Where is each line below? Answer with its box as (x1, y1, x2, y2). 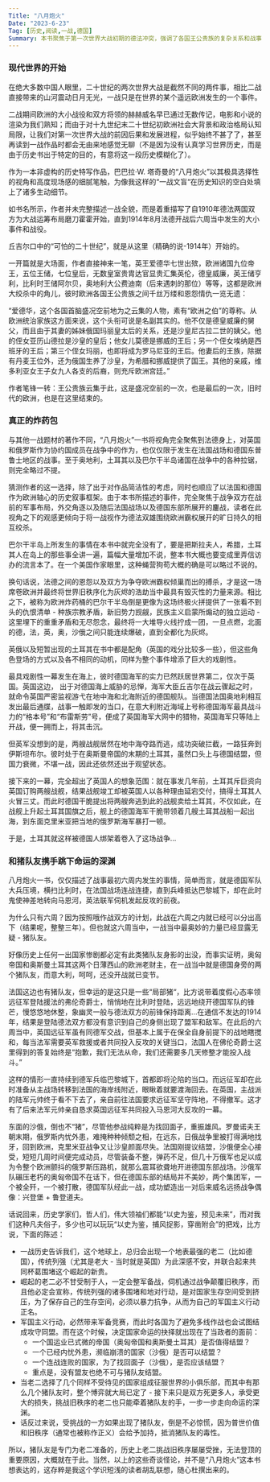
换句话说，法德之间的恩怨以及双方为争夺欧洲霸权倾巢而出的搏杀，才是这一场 (8, 576, 262, 586)
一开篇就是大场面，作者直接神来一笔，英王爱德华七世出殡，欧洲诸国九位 (8, 258, 247, 268)
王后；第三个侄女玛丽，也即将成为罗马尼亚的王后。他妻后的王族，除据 (29, 345, 262, 355)
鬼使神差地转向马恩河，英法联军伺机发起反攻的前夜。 (8, 895, 185, 906)
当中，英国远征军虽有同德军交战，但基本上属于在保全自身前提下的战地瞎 (14, 1027, 255, 1037)
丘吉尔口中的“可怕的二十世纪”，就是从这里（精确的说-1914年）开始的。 (8, 241, 243, 250)
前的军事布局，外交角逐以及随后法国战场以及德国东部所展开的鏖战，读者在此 (8, 502, 262, 512)
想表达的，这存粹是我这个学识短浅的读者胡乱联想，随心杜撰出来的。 (8, 1465, 234, 1475)
